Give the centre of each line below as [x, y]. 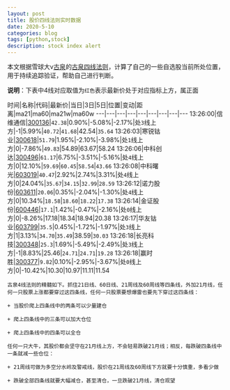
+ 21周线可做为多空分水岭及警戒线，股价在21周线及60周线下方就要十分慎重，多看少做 [113, 367]
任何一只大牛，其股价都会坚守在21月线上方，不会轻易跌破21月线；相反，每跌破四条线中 [115, 346]
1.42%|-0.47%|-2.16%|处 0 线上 [99, 209]
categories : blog [32, 33]
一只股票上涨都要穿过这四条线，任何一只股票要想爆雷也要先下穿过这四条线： [106, 292]
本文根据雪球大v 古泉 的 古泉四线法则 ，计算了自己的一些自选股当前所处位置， [116, 67]
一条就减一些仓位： [31, 354]
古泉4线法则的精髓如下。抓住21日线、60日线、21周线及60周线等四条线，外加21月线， [113, 285]
